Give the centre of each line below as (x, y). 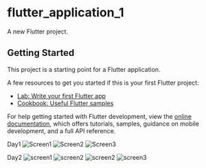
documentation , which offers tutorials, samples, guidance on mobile (103, 124)
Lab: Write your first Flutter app (61, 96)
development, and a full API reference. (61, 130)
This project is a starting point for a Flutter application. (84, 69)
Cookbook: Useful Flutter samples (65, 103)
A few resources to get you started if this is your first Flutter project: (103, 83)
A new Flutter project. (38, 31)
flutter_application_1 (66, 13)
